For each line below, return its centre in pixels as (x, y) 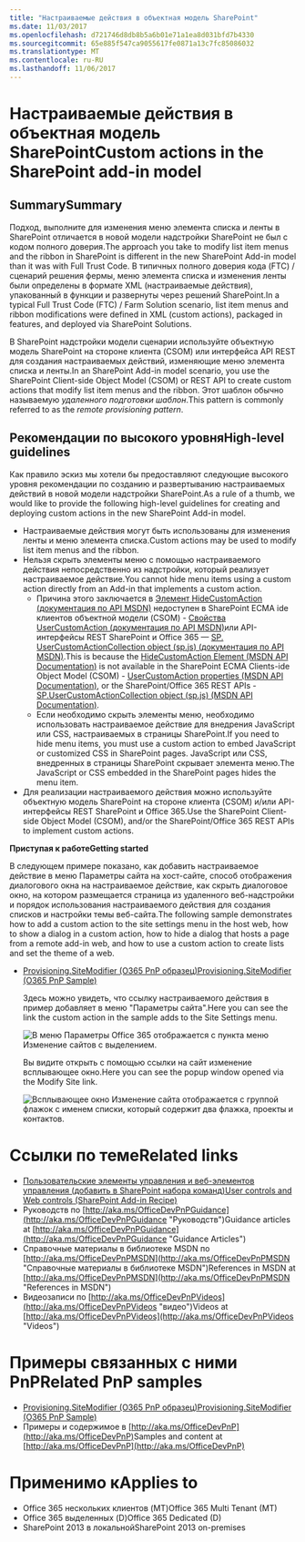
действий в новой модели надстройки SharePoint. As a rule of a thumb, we (152, 494)
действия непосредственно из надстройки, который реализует (146, 569)
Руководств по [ (54, 1210)
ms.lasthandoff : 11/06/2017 (63, 69)
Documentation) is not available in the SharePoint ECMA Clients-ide (163, 666)
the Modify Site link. (60, 1081)
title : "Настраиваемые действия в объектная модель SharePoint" (134, 18)
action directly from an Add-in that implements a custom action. (142, 588)
